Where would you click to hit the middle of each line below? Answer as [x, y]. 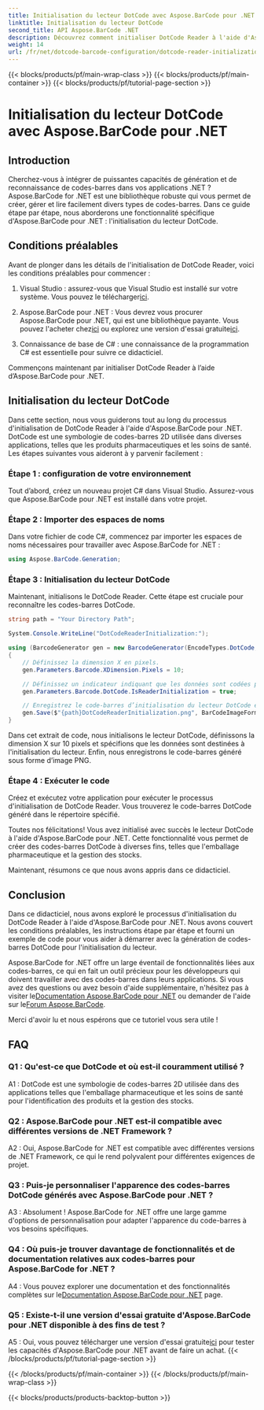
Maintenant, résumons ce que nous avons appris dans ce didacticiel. [119, 870]
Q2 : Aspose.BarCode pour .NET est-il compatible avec [115, 1121]
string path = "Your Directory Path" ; [71, 620]
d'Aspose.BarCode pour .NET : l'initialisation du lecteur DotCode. [113, 221]
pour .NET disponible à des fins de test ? [87, 1325]
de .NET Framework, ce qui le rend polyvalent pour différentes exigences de [132, 1156]
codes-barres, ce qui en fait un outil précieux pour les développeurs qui [125, 971]
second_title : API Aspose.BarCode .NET [73, 30]
